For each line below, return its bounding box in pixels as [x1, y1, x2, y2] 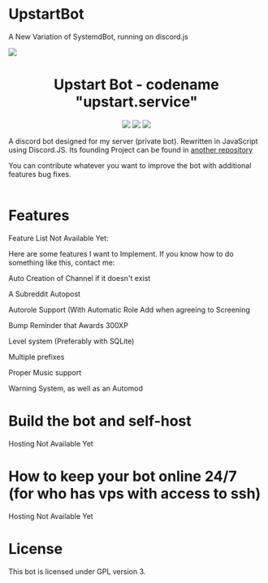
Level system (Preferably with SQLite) [8, 336, 135, 346]
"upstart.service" [75, 93, 198, 111]
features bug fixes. [8, 169, 71, 179]
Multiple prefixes [8, 352, 65, 361]
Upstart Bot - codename [54, 76, 219, 94]
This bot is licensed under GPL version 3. [8, 566, 146, 577]
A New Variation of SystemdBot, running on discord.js [8, 32, 188, 41]
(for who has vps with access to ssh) [8, 484, 262, 503]
